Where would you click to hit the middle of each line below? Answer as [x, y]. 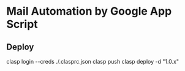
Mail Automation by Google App [89, 11]
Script [22, 24]
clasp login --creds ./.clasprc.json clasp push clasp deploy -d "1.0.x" [93, 62]
